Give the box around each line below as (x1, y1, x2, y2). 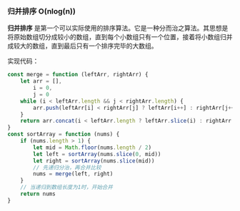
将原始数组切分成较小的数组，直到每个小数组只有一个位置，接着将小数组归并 (7, 33, 233, 41)
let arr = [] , (20, 78, 62, 85)
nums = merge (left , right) (33, 170, 114, 177)
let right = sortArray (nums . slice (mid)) (33, 157, 155, 165)
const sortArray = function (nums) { (7, 130, 120, 138)
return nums (20, 190, 56, 197)
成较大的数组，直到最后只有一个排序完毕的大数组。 (7, 41, 158, 51)
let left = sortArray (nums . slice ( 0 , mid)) (33, 150, 161, 158)
